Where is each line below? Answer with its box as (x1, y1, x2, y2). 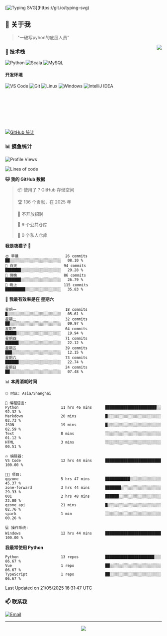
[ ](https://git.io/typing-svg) (5, 5, 89, 10)
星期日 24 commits (5, 364, 88, 370)
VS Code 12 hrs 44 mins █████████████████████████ (5, 458, 162, 463)
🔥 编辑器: (5, 454, 24, 458)
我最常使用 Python (5, 545, 44, 550)
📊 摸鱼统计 (5, 143, 32, 150)
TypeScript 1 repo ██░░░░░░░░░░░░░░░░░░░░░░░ (5, 572, 162, 577)
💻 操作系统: (5, 525, 29, 530)
